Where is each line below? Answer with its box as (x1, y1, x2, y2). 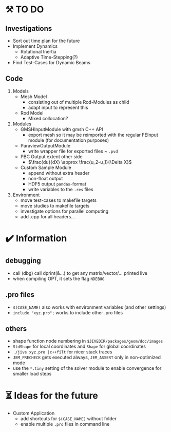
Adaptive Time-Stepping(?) (20, 54, 78, 60)
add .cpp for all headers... (20, 213, 75, 219)
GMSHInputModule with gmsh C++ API (20, 126, 104, 132)
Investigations (5, 24, 52, 33)
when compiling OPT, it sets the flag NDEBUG (12, 275, 105, 281)
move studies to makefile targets (20, 202, 90, 209)
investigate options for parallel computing (20, 208, 109, 214)
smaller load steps (12, 371, 52, 377)
